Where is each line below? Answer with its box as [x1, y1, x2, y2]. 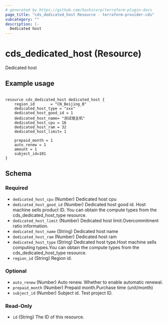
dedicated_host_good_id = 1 [14, 110, 73, 115]
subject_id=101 [14, 151, 46, 156]
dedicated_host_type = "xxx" [14, 106, 76, 111]
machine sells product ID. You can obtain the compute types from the [12, 207, 157, 213]
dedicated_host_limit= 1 [14, 129, 67, 134]
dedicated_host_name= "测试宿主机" [14, 116, 85, 121]
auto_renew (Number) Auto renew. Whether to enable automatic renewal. [12, 279, 163, 285]
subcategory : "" [5, 17, 39, 22]
